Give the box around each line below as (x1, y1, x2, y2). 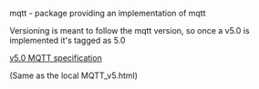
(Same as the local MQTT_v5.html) (9, 70, 139, 81)
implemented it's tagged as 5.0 (9, 35, 126, 45)
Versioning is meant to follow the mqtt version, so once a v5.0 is (9, 25, 250, 35)
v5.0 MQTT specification (9, 53, 102, 63)
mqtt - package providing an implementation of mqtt (9, 8, 206, 18)
